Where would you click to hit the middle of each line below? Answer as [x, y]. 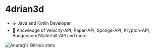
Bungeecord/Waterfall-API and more [49, 35]
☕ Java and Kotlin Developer [41, 23]
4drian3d [25, 9]
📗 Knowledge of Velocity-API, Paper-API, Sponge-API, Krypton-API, [81, 30]
